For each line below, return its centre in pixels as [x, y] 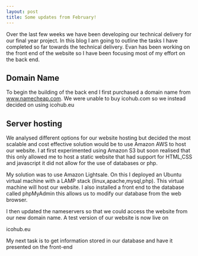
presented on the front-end [39, 247]
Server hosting [34, 123]
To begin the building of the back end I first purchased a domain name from [98, 92]
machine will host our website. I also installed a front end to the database [95, 187]
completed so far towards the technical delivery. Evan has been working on [98, 47]
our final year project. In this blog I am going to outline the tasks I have [92, 40]
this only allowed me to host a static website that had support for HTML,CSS [99, 157]
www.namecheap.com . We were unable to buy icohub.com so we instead [96, 99]
